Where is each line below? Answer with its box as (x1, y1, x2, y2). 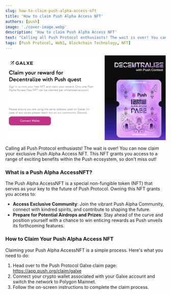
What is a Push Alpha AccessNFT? (5, 169, 93, 176)
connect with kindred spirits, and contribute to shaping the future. (12, 206, 151, 212)
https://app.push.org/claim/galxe (12, 267, 82, 274)
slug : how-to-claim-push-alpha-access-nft (5, 8, 97, 13)
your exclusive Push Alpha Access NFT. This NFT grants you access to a (5, 151, 158, 157)
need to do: (5, 252, 30, 258)
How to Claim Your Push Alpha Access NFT (5, 235, 114, 243)
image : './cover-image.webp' (5, 24, 67, 30)
